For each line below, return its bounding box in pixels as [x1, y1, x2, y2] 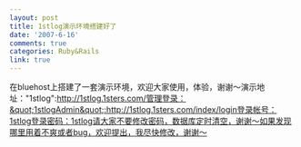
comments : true [9, 38, 67, 48]
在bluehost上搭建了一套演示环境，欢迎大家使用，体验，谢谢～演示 [9, 82, 257, 92]
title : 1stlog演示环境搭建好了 [9, 22, 117, 31]
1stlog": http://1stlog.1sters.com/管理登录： [28, 93, 186, 103]
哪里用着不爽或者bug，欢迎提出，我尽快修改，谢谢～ [9, 127, 207, 137]
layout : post [9, 13, 59, 23]
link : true [9, 55, 51, 64]
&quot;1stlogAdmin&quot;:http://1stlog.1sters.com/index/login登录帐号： [9, 104, 277, 114]
